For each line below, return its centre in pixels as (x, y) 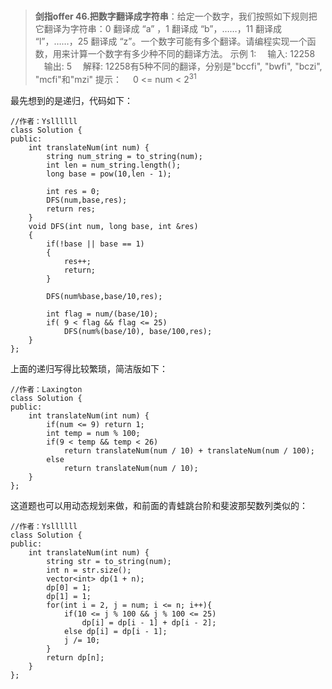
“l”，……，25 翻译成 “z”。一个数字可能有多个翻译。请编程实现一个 (171, 41)
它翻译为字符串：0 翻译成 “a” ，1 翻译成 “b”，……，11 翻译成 (158, 29)
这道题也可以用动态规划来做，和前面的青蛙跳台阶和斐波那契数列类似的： (159, 505)
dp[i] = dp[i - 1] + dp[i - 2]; (149, 622)
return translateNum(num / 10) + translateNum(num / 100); (189, 450)
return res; (71, 209)
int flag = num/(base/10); (102, 314)
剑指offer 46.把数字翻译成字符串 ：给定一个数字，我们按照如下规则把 (176, 16)
